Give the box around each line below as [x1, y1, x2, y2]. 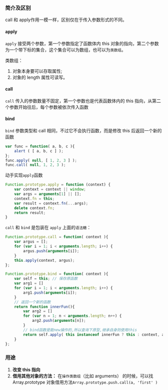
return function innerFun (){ [14, 304, 75, 309]
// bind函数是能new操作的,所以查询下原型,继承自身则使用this [23, 327, 137, 332]
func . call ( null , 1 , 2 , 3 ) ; [5, 162, 66, 167]
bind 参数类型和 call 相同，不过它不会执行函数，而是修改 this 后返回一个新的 [5, 127, 162, 133]
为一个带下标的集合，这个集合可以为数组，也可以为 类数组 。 [5, 47, 126, 53]
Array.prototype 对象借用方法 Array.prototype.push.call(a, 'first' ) [12, 379, 158, 385]
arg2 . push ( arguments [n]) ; [31, 318, 86, 323]
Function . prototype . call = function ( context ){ [5, 235, 108, 240]
